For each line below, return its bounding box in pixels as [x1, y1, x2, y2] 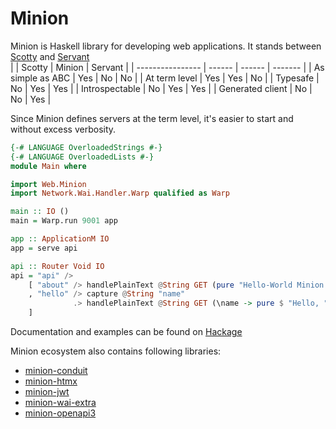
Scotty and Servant [10, 50, 90, 62]
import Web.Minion [10, 179, 87, 189]
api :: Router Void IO [10, 261, 105, 271]
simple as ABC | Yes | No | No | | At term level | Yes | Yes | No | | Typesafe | [10, 72, 320, 84]
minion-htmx [24, 375, 78, 387]
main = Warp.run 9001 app [10, 216, 118, 226]
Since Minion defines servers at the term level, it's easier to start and [10, 112, 294, 124]
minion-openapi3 [24, 407, 97, 419]
